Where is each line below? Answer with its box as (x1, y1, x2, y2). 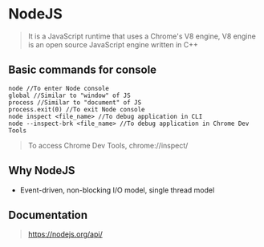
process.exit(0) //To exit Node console (8, 105, 146, 113)
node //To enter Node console (8, 84, 110, 92)
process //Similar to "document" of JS (8, 98, 142, 107)
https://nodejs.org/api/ (27, 229, 103, 239)
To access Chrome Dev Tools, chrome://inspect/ (27, 140, 189, 150)
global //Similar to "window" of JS (8, 91, 131, 99)
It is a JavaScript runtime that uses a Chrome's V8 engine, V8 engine (27, 31, 257, 41)
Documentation (8, 208, 88, 221)
